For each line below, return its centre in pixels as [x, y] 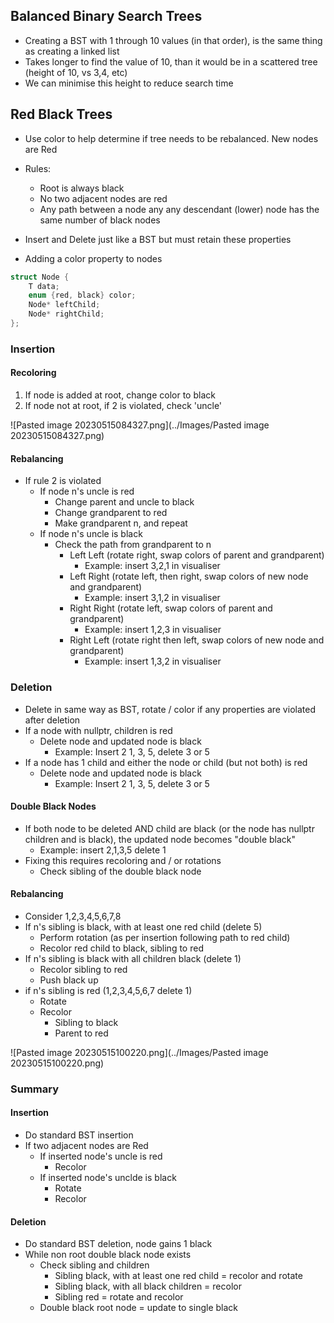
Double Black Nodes [53, 806]
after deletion [52, 720]
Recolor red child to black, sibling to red [121, 948]
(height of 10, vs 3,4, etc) [76, 72]
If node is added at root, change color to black [120, 395]
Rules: [38, 168]
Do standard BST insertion [79, 1135]
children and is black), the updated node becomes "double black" [160, 839]
